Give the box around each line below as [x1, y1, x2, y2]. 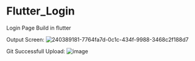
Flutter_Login [6, 4, 75, 18]
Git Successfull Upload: [6, 47, 66, 55]
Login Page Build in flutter [6, 24, 71, 31]
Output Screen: [6, 36, 44, 43]
